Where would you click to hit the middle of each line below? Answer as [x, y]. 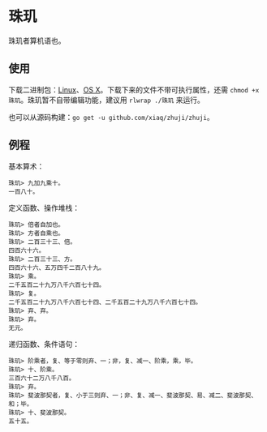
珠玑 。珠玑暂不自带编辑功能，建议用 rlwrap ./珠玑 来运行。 [106, 100]
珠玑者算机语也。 [37, 41]
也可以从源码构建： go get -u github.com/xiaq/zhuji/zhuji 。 [111, 117]
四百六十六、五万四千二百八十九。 [57, 267]
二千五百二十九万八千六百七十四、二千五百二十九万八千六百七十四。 [105, 302]
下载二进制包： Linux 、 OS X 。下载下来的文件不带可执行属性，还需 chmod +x [134, 89]
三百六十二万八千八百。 [42, 378]
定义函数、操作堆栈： [44, 207]
